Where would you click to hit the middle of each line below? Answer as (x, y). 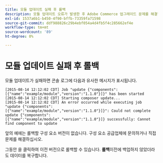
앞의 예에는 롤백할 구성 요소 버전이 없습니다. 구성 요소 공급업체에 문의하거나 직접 (81, 133)
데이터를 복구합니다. (29, 155)
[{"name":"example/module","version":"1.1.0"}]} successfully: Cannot (78, 119)
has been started (127, 94)
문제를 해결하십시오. (24, 139)
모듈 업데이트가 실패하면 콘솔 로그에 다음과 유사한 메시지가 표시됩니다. (71, 80)
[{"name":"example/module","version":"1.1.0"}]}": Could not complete (78, 111)
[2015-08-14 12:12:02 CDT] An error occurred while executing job (73, 102)
